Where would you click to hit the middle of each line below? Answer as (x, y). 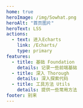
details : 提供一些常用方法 (47, 90)
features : (19, 56)
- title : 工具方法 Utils (41, 85)
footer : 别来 (22, 95)
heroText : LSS (24, 28)
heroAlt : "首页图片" (30, 23)
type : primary (35, 51)
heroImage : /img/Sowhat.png (41, 17)
